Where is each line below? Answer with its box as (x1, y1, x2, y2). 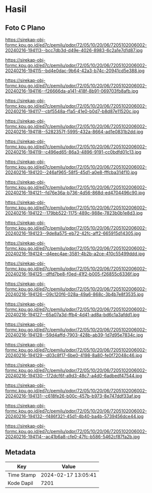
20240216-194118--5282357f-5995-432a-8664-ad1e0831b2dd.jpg (5, 129, 144, 135)
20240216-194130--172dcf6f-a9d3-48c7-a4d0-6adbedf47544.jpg (5, 373, 143, 378)
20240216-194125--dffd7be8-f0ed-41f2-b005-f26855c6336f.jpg (5, 271, 140, 277)
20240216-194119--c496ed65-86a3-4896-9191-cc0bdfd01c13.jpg (5, 149, 142, 155)
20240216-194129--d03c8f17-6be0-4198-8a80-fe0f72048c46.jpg (5, 352, 142, 358)
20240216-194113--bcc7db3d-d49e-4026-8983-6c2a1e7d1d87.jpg (5, 48, 143, 53)
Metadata (5, 448, 36, 456)
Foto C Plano (5, 24, 45, 32)
